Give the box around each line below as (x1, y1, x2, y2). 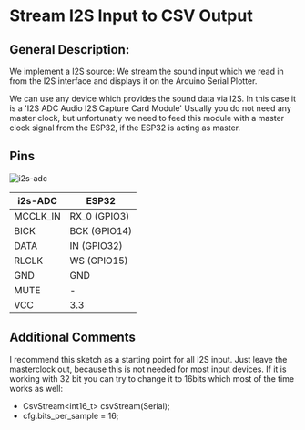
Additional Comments (9, 330, 137, 345)
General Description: (9, 42, 130, 57)
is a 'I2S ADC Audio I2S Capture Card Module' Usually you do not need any (9, 103, 291, 114)
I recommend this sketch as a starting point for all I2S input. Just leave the (9, 353, 288, 364)
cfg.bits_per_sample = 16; (22, 410, 119, 421)
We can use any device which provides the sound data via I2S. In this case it (9, 93, 297, 104)
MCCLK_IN (14, 210, 61, 222)
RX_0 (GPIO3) (69, 210, 130, 222)
